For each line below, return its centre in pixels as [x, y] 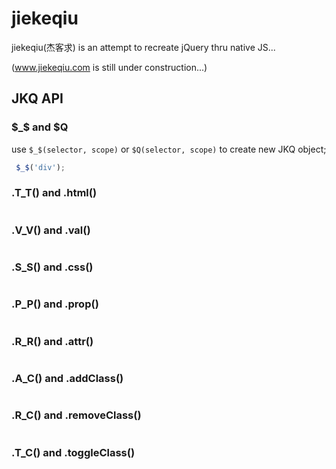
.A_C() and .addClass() [67, 378]
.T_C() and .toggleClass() [73, 452]
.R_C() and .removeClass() [76, 415]
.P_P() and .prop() [55, 304]
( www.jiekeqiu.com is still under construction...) [109, 67]
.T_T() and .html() [54, 193]
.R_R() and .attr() [52, 341]
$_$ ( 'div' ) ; [40, 167]
